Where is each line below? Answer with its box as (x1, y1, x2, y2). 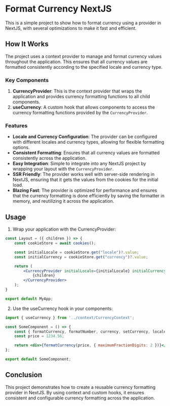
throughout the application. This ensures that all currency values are (5, 59, 148, 65)
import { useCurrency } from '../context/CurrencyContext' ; (5, 315, 135, 320)
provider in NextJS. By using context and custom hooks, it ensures (5, 389, 144, 395)
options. (12, 145, 30, 151)
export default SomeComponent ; (5, 357, 71, 362)
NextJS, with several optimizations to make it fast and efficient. (5, 25, 137, 31)
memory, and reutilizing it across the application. (12, 198, 114, 204)
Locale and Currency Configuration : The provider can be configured (12, 133, 157, 140)
